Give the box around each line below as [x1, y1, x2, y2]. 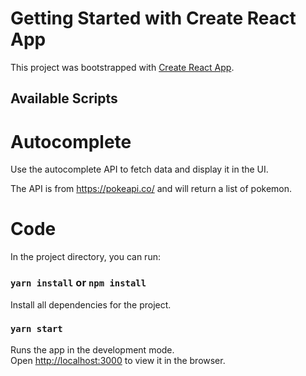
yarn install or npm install [10, 276, 147, 290]
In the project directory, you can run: [10, 251, 161, 263]
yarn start [10, 323, 63, 335]
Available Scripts [10, 90, 118, 107]
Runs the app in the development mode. [10, 343, 175, 356]
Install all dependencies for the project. [10, 298, 172, 311]
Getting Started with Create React [10, 7, 297, 30]
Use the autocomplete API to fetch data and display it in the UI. [10, 163, 269, 176]
